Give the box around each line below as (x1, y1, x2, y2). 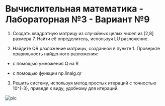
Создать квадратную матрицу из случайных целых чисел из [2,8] (12, 30, 154, 36)
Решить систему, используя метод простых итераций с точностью (12, 80, 157, 86)
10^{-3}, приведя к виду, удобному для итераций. (12, 85, 119, 91)
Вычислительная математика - (5, 3, 143, 15)
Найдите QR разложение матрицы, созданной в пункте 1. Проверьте (12, 45, 160, 51)
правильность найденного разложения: (12, 51, 98, 57)
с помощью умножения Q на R (12, 60, 79, 66)
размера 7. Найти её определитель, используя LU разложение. (12, 36, 149, 42)
